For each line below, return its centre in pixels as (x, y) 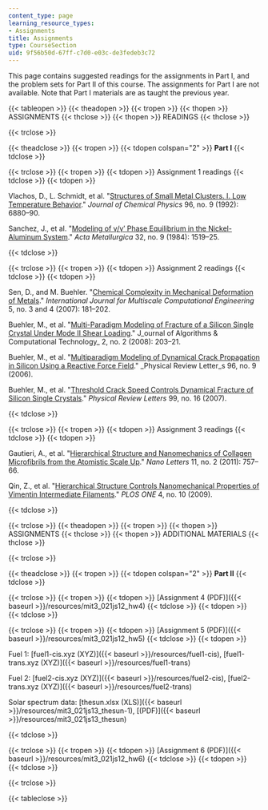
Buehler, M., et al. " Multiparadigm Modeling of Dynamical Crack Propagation (134, 357)
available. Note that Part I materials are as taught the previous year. (119, 93)
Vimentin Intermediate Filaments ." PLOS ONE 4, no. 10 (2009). (111, 494)
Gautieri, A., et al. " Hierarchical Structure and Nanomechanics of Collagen (130, 453)
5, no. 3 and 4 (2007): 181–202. (59, 309)
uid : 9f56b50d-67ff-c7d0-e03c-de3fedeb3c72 (82, 53)
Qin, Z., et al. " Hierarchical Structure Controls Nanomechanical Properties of (134, 486)
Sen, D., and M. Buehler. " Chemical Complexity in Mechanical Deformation (131, 292)
